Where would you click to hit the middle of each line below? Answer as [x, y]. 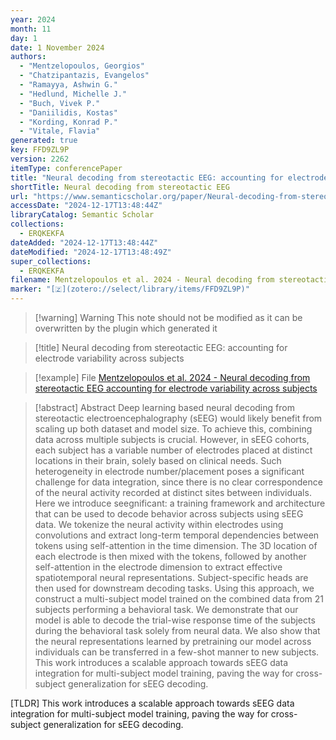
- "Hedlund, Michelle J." [73, 94]
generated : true [44, 141]
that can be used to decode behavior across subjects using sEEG [169, 514]
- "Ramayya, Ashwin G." [68, 85]
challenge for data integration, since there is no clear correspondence [178, 482]
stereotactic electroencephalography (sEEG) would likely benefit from [178, 418]
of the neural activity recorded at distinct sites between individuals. [173, 492]
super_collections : [51, 261]
